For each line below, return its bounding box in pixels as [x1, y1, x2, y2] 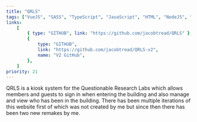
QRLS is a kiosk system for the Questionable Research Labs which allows [6, 84, 183, 91]
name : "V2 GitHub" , [37, 52, 85, 58]
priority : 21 [6, 69, 38, 74]
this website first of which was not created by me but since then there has [6, 103, 185, 110]
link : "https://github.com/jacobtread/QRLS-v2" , [37, 47, 159, 53]
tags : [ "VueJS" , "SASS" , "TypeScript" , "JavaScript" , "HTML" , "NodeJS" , [6, 14, 188, 20]
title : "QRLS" [6, 8, 41, 15]
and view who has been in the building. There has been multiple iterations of [6, 97, 191, 104]
